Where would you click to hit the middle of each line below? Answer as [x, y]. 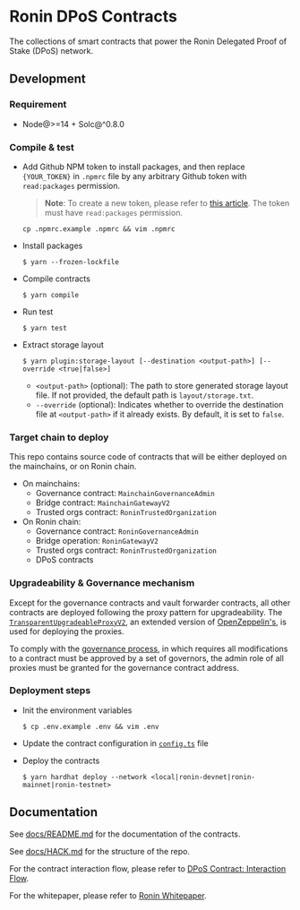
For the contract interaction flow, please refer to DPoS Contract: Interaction [148, 868]
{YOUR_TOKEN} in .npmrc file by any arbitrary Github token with [135, 176]
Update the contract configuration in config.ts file [115, 743]
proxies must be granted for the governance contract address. [124, 667]
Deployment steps [50, 691]
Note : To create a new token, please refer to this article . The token [167, 202]
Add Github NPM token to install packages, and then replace [134, 167]
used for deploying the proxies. [67, 631]
